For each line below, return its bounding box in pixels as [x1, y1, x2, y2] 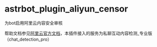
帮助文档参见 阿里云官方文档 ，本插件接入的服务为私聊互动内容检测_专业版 [4, 30, 153, 36]
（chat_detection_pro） [4, 36, 52, 42]
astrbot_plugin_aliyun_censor [4, 3, 128, 15]
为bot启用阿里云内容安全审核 [4, 20, 63, 26]
